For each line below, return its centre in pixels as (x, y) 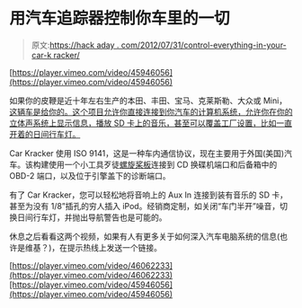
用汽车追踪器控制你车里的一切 (120, 18)
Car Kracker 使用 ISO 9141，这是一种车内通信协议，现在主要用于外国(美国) (147, 153)
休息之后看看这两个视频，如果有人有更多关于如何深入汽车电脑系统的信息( (145, 236)
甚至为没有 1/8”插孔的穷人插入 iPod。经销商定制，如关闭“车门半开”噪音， (145, 206)
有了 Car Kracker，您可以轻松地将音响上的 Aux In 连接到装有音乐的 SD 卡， (148, 195)
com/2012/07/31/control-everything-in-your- (204, 45)
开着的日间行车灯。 (45, 134)
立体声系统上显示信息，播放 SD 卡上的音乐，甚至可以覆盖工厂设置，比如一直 (151, 123)
